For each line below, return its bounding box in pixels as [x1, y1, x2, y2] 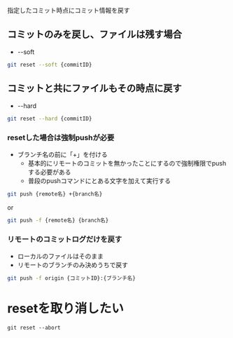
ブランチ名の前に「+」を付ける [17, 150, 108, 158]
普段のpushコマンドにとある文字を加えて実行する [27, 176, 171, 184]
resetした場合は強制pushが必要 [7, 133, 115, 142]
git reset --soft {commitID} [7, 61, 92, 68]
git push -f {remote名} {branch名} [7, 217, 109, 224]
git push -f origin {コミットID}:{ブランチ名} [7, 274, 136, 282]
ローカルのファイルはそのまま [17, 252, 104, 260]
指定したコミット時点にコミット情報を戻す [7, 6, 130, 14]
